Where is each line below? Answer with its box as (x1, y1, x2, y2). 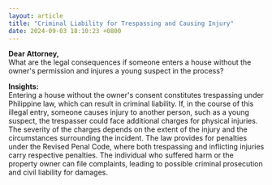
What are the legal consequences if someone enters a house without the (8, 57, 252, 67)
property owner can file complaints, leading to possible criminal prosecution (8, 159, 264, 169)
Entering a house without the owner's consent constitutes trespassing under (8, 90, 264, 100)
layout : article (8, 11, 63, 20)
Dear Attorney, (8, 49, 59, 59)
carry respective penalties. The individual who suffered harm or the (8, 150, 234, 160)
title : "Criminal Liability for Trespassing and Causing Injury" (8, 19, 234, 27)
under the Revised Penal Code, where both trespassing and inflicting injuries (8, 142, 265, 152)
